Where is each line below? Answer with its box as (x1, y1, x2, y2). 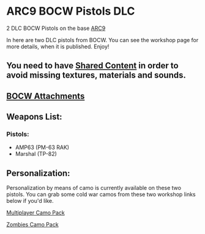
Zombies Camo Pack (6, 221, 59, 229)
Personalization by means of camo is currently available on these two (6, 185, 182, 192)
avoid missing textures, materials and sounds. (6, 70, 187, 81)
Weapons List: (6, 112, 62, 122)
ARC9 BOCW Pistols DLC (6, 4, 135, 18)
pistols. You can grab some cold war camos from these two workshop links (6, 191, 196, 198)
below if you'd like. (6, 197, 54, 205)
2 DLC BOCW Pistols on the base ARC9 (6, 24, 106, 32)
